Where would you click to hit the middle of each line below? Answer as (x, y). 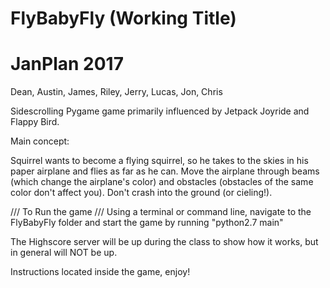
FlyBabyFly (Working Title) (123, 18)
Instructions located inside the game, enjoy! (100, 272)
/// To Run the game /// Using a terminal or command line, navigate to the (161, 212)
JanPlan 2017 (67, 64)
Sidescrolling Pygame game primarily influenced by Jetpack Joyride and (160, 111)
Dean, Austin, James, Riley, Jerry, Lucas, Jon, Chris (116, 92)
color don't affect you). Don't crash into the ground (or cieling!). (141, 193)
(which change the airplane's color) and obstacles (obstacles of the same (162, 182)
